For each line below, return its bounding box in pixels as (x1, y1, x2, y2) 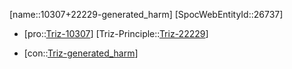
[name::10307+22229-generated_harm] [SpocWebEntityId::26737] (9, 9, 284, 20)
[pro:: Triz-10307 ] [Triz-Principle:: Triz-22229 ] (23, 28, 209, 39)
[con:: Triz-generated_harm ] (23, 47, 139, 59)
